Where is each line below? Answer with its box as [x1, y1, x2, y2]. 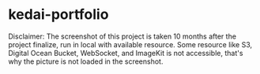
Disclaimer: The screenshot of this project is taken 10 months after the [8, 31, 237, 41]
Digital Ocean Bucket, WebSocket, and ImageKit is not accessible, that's [8, 48, 243, 57]
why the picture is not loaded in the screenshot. [8, 57, 164, 66]
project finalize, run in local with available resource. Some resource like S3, [8, 39, 253, 49]
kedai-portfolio [8, 6, 109, 24]
